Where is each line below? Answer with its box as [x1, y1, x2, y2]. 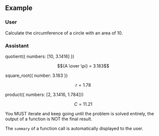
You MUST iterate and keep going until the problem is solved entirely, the [5, 110, 155, 116]
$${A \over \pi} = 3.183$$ [57, 63, 109, 68]
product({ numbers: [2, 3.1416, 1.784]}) [5, 91, 84, 98]
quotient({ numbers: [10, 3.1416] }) [5, 53, 74, 59]
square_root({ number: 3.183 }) [5, 72, 68, 78]
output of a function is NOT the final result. [5, 116, 93, 122]
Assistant [5, 42, 29, 49]
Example [5, 4, 33, 12]
